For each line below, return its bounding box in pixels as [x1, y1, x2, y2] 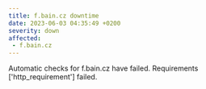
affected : [8, 34, 42, 42]
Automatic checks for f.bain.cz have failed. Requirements [8, 63, 199, 73]
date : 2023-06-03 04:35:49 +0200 [8, 19, 121, 27]
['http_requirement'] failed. [8, 72, 98, 82]
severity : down [8, 26, 60, 34]
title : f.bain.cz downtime [8, 11, 99, 20]
